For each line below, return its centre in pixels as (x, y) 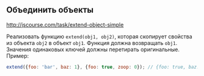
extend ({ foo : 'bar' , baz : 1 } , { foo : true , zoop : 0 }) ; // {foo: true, (96, 67)
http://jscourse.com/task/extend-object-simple (65, 24)
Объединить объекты (50, 10)
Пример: (18, 56)
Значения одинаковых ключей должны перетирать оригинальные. (93, 49)
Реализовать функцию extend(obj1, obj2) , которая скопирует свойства (99, 36)
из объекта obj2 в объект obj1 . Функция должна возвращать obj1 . (92, 43)
